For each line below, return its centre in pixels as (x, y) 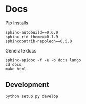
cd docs (14, 64)
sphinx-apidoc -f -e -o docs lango (43, 60)
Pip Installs (17, 23)
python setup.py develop (32, 96)
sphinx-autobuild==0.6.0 (32, 32)
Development (27, 85)
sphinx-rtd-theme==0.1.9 (32, 37)
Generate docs (21, 50)
